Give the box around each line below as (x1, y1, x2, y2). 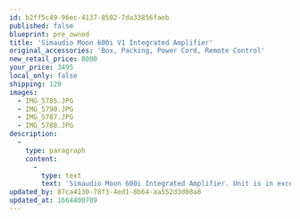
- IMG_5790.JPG (17, 105, 74, 114)
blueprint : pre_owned (9, 29, 90, 38)
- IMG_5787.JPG (17, 113, 74, 122)
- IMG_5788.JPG (17, 122, 74, 131)
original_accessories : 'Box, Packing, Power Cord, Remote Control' (9, 46, 266, 55)
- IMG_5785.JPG (17, 96, 74, 105)
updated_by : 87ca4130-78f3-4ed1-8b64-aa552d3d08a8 (9, 188, 202, 197)
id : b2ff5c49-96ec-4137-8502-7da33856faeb (9, 13, 170, 22)
